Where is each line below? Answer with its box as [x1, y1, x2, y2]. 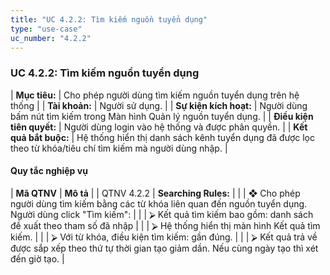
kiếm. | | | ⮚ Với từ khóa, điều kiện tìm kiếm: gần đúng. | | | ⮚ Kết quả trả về [10, 231, 318, 243]
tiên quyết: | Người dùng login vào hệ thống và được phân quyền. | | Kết [10, 121, 308, 133]
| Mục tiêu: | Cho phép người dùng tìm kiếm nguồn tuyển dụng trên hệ [10, 89, 300, 101]
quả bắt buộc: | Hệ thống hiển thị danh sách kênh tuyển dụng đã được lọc [10, 131, 315, 143]
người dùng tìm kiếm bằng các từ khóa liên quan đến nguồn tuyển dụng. [10, 197, 308, 210]
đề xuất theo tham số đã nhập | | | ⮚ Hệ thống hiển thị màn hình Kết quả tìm [10, 219, 321, 231]
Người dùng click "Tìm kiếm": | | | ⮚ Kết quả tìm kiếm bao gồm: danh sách [10, 208, 314, 220]
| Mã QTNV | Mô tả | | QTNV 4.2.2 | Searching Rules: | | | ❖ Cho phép [10, 187, 301, 199]
